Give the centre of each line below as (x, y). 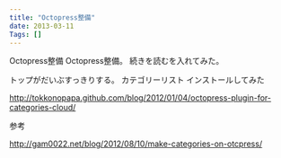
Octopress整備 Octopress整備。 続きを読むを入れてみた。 (117, 61)
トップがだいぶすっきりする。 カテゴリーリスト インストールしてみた (137, 80)
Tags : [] (26, 34)
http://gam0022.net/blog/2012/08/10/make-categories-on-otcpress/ (136, 144)
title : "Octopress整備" (53, 18)
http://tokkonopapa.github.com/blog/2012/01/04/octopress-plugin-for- (140, 98)
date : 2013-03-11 (42, 26)
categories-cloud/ (43, 108)
